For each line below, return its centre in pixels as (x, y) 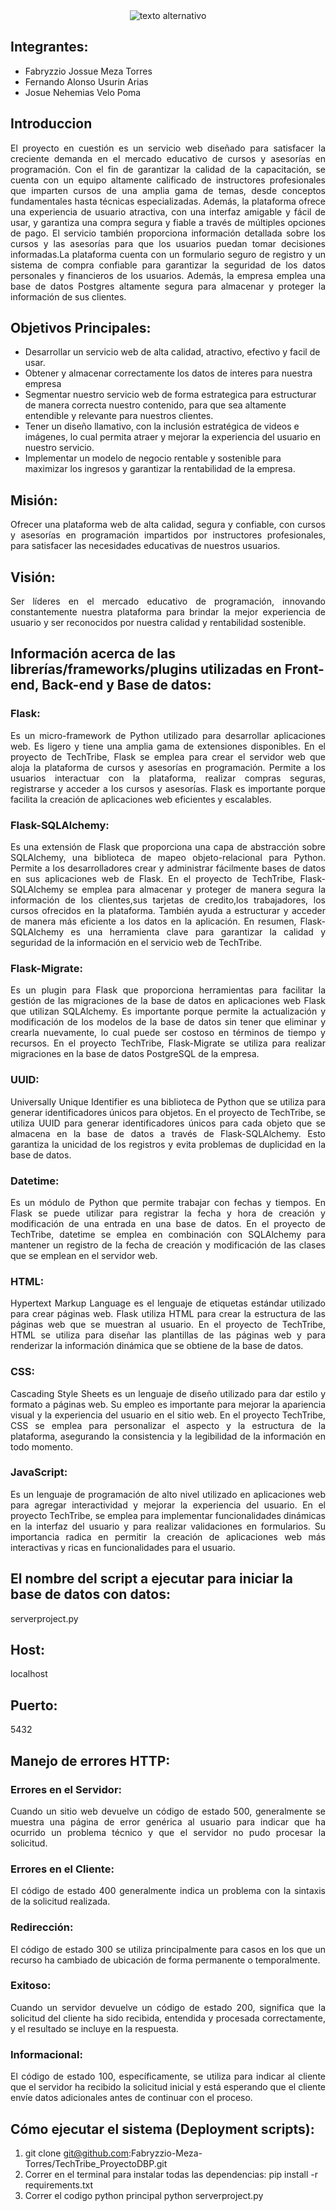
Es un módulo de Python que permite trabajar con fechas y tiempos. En (168, 1202)
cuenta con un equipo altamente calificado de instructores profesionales (168, 180)
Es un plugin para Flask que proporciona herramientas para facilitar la (168, 990)
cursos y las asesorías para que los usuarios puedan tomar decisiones (168, 243)
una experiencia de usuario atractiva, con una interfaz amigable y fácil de (168, 211)
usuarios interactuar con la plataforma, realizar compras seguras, (168, 778)
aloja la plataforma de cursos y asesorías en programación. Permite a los (168, 767)
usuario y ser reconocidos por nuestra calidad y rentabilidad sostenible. (158, 623)
